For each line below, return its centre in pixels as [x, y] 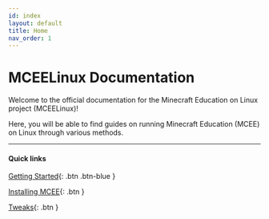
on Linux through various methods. [66, 132]
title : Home [28, 30]
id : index [25, 16]
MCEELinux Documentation [102, 78]
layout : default [35, 23]
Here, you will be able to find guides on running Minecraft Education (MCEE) [134, 124]
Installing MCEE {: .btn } [46, 192]
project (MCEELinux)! [43, 108]
